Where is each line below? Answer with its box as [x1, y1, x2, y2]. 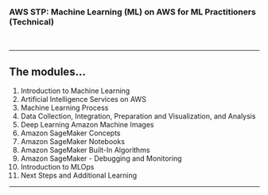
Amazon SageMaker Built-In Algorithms [20, 146, 150, 155]
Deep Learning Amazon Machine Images [20, 120, 154, 130]
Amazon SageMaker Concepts [20, 128, 122, 138]
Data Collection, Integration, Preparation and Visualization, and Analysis [20, 111, 256, 121]
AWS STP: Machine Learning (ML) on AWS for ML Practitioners [9, 6, 257, 18]
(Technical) [9, 16, 55, 27]
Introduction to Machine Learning [20, 86, 130, 96]
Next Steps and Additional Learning [20, 170, 138, 181]
